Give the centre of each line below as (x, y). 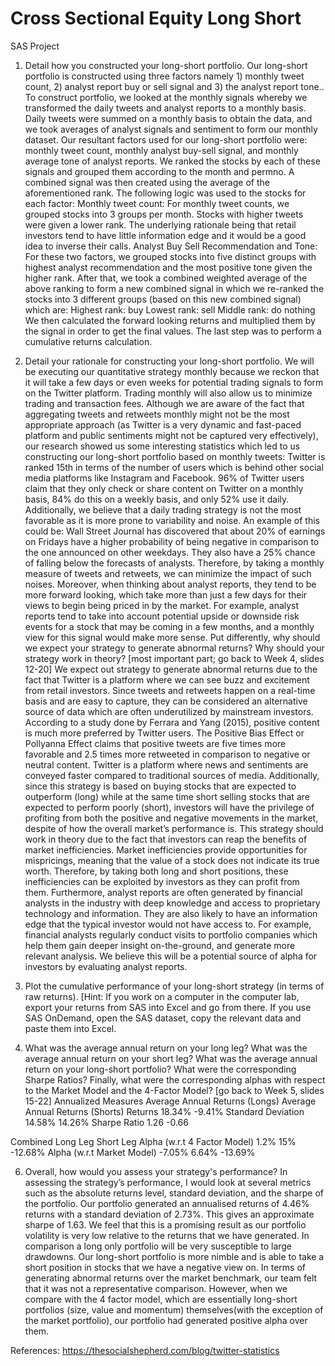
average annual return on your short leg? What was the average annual (171, 1058)
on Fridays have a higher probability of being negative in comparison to (172, 541)
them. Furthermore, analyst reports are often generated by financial (163, 892)
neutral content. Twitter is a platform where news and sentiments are (166, 764)
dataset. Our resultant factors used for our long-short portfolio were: (166, 139)
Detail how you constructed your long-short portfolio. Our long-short (166, 65)
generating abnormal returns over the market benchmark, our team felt (171, 1278)
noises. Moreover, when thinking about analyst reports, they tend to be (170, 584)
